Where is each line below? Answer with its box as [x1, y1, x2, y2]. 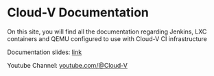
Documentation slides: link [7, 48, 82, 56]
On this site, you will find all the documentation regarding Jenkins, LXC [7, 27, 207, 36]
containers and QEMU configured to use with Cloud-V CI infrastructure [7, 34, 208, 42]
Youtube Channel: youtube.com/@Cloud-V [7, 61, 128, 69]
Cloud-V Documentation [7, 5, 149, 21]
